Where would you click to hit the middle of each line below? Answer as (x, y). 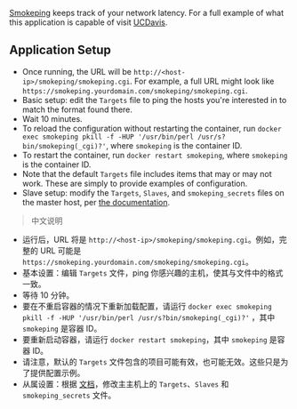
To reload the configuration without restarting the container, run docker (152, 128)
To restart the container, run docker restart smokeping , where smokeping (155, 155)
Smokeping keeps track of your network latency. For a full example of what (147, 13)
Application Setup (60, 50)
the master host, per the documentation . (96, 202)
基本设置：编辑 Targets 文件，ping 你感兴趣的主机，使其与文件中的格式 (153, 273)
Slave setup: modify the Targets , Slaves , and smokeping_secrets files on (153, 192)
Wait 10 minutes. (52, 118)
